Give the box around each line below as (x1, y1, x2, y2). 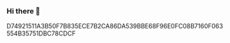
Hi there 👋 (6, 6, 41, 16)
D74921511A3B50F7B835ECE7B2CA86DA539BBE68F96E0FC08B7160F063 (6, 22, 224, 31)
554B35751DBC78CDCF (6, 29, 76, 37)
